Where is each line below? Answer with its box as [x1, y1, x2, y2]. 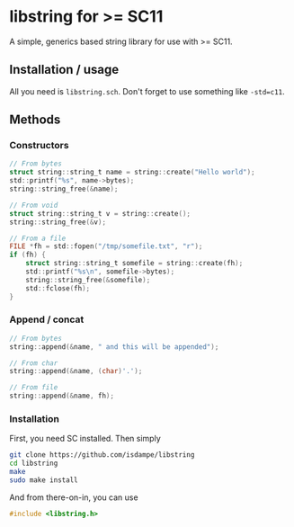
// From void [9, 201, 58, 210]
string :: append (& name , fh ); [9, 391, 115, 401]
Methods [9, 112, 61, 128]
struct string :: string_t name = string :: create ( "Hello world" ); [9, 168, 255, 177]
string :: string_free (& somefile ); [25, 275, 151, 284]
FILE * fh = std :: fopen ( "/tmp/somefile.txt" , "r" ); [9, 242, 203, 251]
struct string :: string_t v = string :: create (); [9, 209, 192, 218]
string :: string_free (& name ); [9, 184, 119, 194]
